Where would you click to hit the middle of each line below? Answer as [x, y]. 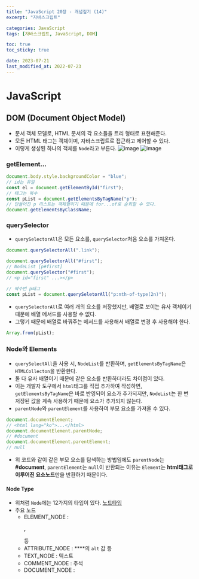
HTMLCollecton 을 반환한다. [46, 371]
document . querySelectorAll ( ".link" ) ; [53, 250]
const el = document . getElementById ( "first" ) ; [65, 187]
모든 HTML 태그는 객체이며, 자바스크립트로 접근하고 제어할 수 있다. [92, 141]
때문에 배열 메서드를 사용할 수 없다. [56, 314]
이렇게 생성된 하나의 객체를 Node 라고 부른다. [66, 148]
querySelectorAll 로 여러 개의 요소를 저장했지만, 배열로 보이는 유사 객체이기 [103, 307]
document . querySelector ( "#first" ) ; [50, 272]
